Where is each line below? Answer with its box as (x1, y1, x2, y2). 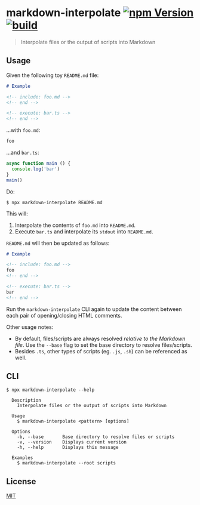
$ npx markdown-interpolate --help (6, 387, 95, 393)
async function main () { (6, 161, 70, 167)
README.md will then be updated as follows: (6, 239, 110, 247)
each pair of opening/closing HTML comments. (6, 312, 122, 319)
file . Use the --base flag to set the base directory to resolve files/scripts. (14, 341, 192, 349)
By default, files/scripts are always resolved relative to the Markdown (14, 335, 186, 342)
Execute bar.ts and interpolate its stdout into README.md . (14, 227, 153, 235)
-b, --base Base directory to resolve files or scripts (17, 434, 175, 440)
